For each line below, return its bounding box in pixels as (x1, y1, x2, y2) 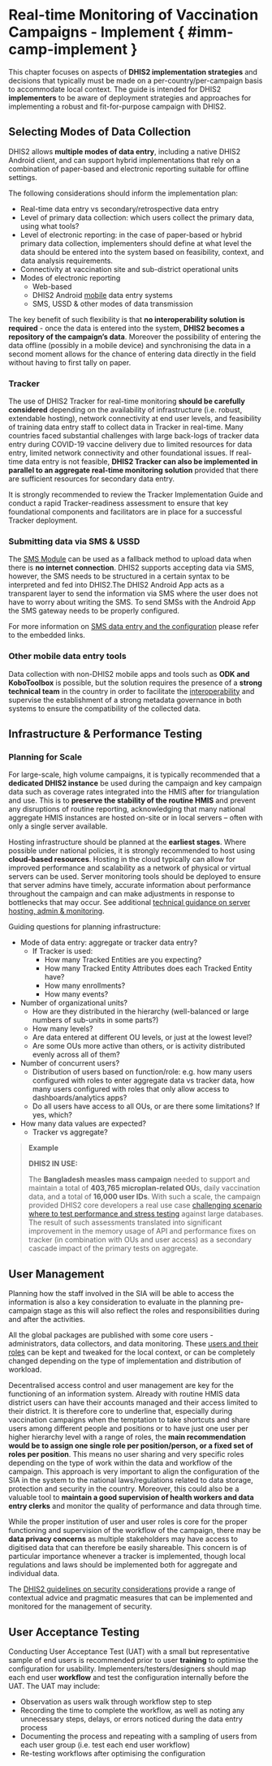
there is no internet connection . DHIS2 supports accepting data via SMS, (8, 562, 254, 573)
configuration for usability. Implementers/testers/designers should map (8, 1664, 247, 1673)
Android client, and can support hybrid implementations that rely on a (8, 155, 241, 165)
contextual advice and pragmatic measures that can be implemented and (8, 1593, 253, 1603)
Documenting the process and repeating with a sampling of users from (19, 1731, 257, 1741)
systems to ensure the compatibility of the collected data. (8, 704, 201, 713)
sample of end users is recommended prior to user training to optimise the (8, 1655, 259, 1665)
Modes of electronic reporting (19, 273, 121, 282)
